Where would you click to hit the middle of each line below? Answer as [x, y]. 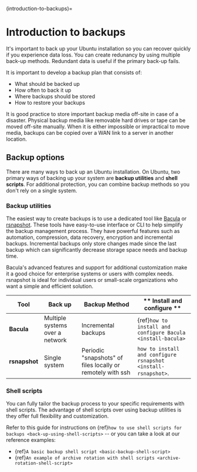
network [55, 340]
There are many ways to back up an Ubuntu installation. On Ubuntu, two [93, 172]
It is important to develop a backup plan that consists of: [74, 72]
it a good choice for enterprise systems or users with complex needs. [90, 274]
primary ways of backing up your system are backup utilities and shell [92, 178]
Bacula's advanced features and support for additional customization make [97, 268]
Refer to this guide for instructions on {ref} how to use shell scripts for [94, 428]
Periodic [93, 351]
